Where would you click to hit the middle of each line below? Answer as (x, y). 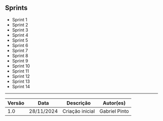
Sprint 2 (20, 25)
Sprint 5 (20, 40)
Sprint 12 (21, 76)
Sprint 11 (20, 71)
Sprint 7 (20, 50)
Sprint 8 (20, 56)
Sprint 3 (20, 30)
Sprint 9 (20, 60)
